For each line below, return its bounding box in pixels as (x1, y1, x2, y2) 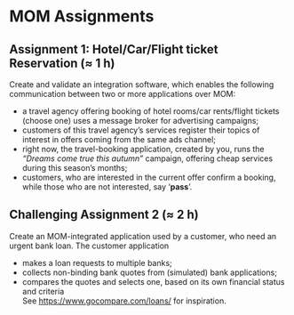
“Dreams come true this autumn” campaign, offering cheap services (21, 153, 274, 164)
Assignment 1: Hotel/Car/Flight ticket (9, 42, 219, 57)
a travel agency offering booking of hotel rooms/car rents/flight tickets (21, 106, 280, 117)
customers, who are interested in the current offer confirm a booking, (21, 172, 276, 182)
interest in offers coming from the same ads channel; (21, 134, 216, 144)
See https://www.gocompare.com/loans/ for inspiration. (21, 295, 226, 306)
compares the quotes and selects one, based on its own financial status (21, 276, 285, 287)
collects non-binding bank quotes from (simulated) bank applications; (21, 267, 278, 278)
